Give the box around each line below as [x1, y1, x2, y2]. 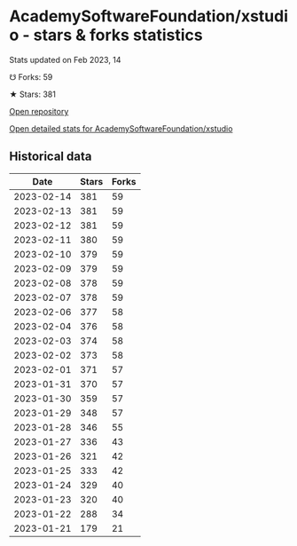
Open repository [9, 106, 69, 116]
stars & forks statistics [33, 25, 203, 45]
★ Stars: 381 [9, 89, 56, 99]
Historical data [9, 149, 92, 164]
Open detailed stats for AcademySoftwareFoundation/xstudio [9, 123, 233, 134]
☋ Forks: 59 [9, 71, 53, 82]
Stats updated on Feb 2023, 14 [9, 54, 121, 65]
